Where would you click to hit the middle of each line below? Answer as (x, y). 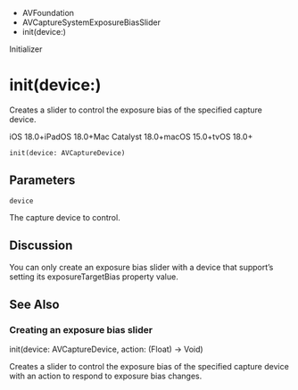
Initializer (26, 49)
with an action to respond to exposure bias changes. (106, 376)
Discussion (41, 246)
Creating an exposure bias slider (81, 329)
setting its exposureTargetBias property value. (94, 277)
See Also (34, 304)
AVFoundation (48, 13)
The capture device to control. (65, 217)
